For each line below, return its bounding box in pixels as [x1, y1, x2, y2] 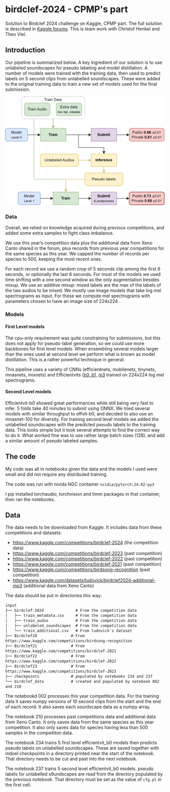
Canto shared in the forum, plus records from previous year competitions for [5, 245, 164, 252]
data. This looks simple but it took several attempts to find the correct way [5, 427, 160, 433]
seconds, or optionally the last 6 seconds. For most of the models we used [5, 271, 161, 278]
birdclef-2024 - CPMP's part [5, 4, 128, 15]
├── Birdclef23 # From [5, 664, 85, 669]
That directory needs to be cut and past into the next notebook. [5, 756, 138, 762]
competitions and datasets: [5, 530, 62, 536]
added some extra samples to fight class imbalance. [5, 230, 114, 236]
